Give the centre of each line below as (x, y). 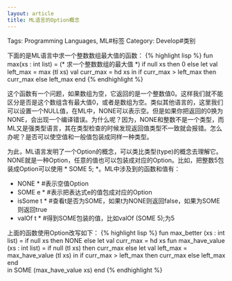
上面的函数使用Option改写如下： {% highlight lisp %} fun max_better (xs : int (116, 233)
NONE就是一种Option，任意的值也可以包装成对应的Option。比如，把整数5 (113, 160)
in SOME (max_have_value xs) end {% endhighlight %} (85, 270)
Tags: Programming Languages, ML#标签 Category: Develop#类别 (101, 40)
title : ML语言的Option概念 (43, 20)
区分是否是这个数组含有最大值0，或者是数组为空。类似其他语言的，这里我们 (115, 102)
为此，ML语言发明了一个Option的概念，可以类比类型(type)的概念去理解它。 (115, 151)
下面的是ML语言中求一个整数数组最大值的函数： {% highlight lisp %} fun (110, 55)
